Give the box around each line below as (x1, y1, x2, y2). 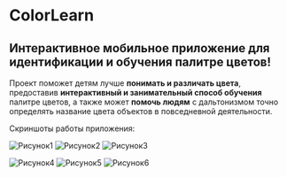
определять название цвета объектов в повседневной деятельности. (9, 106, 273, 116)
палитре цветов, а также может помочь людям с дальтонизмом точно (9, 96, 279, 107)
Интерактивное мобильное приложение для (9, 41, 270, 56)
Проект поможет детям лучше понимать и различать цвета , (9, 78, 242, 88)
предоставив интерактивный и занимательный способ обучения (9, 88, 263, 97)
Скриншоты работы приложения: (9, 123, 136, 134)
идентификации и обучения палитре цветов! (9, 54, 272, 69)
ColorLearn (9, 5, 95, 26)
